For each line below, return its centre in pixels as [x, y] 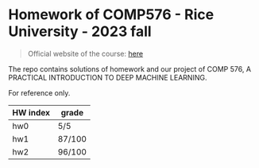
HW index [31, 112]
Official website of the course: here [85, 53]
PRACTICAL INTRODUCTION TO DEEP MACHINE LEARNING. [108, 77]
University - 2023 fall [80, 31]
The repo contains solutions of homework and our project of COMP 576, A [130, 68]
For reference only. [39, 92]
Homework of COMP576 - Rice [111, 15]
